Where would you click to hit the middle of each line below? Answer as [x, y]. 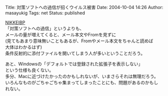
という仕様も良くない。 [29, 70]
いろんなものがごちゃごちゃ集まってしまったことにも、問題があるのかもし [82, 83]
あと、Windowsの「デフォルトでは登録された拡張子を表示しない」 [74, 64]
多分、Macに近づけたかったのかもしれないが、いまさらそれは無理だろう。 [82, 76]
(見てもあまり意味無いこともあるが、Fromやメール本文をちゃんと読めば [79, 41]
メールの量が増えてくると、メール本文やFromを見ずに [61, 35]
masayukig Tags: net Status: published [45, 13]
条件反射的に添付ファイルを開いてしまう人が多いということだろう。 [75, 53]
